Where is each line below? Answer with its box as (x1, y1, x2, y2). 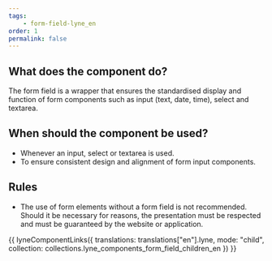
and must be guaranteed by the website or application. (19, 219, 204, 229)
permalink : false (8, 34, 67, 43)
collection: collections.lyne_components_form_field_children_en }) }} (8, 243, 237, 253)
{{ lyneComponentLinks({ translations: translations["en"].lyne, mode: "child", (8, 234, 265, 244)
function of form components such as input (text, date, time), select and (8, 95, 249, 105)
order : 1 (8, 27, 38, 35)
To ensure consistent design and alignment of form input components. (19, 156, 256, 166)
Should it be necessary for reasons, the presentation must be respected (19, 210, 261, 220)
